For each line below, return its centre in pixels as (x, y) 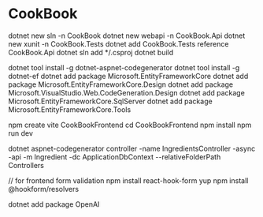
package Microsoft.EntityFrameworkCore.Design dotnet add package (121, 84)
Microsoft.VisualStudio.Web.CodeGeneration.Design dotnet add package (127, 92)
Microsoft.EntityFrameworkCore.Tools (70, 109)
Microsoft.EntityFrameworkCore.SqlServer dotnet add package (110, 101)
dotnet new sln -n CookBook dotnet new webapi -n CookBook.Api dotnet (127, 36)
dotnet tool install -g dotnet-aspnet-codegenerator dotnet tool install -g (124, 67)
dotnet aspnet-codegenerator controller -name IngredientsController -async (132, 148)
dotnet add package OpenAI (54, 204)
